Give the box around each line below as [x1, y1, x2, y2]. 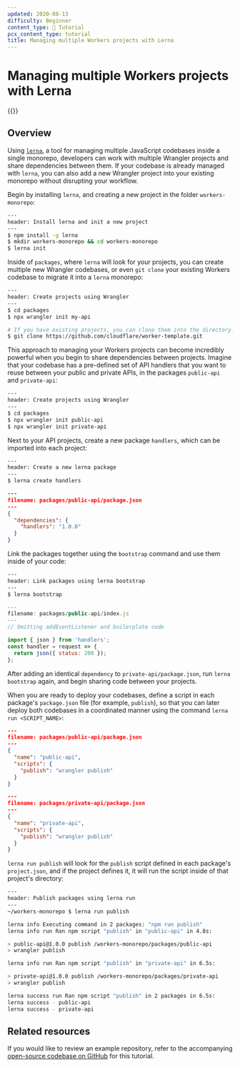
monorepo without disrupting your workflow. [7, 176, 138, 185]
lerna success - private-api [7, 1006, 94, 1013]
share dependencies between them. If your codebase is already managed [7, 161, 225, 170]
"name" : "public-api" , [14, 754, 81, 761]
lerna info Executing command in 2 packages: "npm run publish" [7, 921, 203, 928]
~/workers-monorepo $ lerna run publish [7, 908, 130, 915]
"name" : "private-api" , [14, 819, 84, 826]
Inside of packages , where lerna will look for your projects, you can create [7, 258, 224, 266]
